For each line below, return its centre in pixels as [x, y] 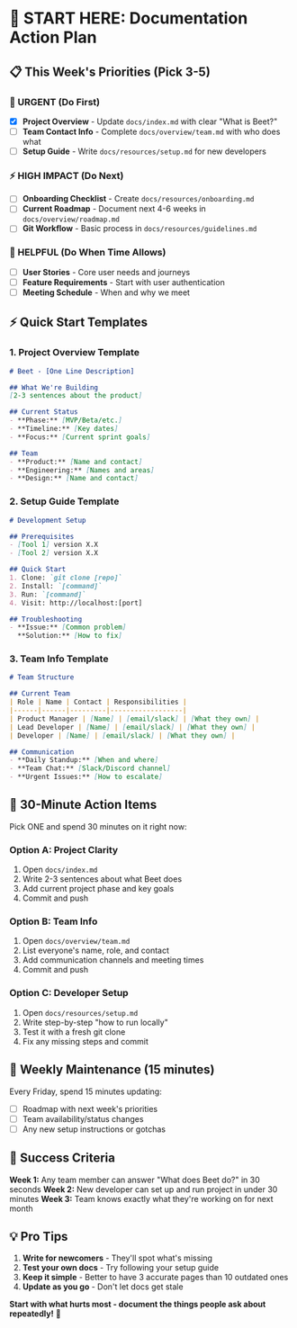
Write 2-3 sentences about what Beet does [102, 879]
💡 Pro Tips [39, 1236]
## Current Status [44, 412]
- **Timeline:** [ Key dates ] [64, 429]
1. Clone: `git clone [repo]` [66, 578]
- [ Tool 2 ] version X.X [54, 553]
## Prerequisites [42, 536]
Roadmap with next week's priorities [90, 1108]
